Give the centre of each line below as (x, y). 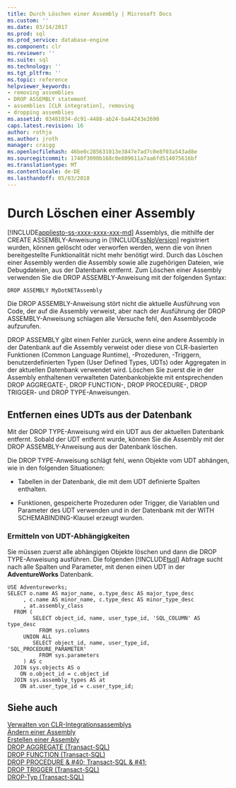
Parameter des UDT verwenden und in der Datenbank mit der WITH (116, 510)
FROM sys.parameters (69, 655)
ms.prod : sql (26, 34)
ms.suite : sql (28, 60)
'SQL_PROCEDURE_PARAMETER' (47, 649)
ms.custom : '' (28, 20)
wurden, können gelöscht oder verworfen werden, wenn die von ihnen (110, 247)
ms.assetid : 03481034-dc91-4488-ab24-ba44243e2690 (83, 119)
